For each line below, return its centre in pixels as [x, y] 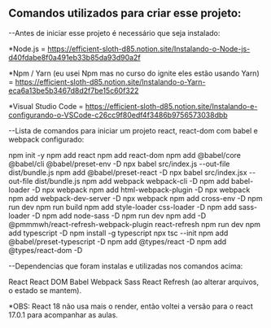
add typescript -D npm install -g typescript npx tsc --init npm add [118, 233]
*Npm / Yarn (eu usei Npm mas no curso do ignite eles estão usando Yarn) [134, 73]
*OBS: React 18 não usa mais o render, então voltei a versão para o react [131, 306]
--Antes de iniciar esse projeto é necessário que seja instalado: [114, 33]
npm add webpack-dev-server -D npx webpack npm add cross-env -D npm [135, 198]
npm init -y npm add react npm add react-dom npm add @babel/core [125, 155]
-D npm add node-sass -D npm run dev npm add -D [119, 216]
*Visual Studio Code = [46, 106]
